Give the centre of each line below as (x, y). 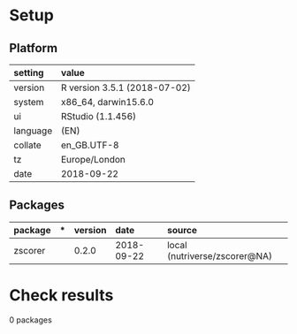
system (29, 102)
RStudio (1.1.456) (99, 116)
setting (29, 73)
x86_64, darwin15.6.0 (107, 102)
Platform (34, 48)
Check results (61, 295)
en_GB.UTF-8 (90, 145)
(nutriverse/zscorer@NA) (219, 255)
